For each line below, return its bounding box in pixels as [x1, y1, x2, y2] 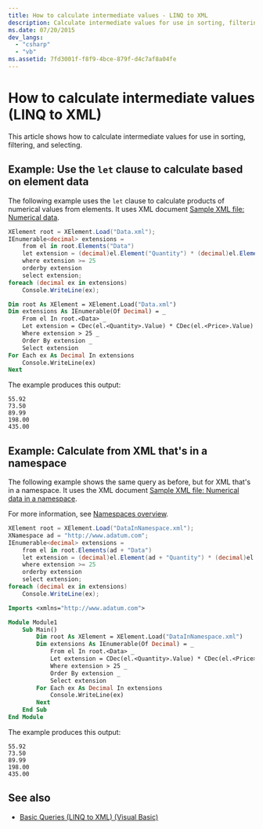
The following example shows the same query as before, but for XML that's [8, 477, 251, 487]
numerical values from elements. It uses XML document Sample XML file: [8, 204, 245, 214]
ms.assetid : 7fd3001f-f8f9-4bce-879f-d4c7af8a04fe [8, 56, 177, 64]
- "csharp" [15, 41, 51, 49]
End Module [8, 714, 44, 721]
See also [8, 791, 51, 805]
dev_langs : [8, 33, 44, 42]
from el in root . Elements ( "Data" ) [22, 243, 135, 250]
